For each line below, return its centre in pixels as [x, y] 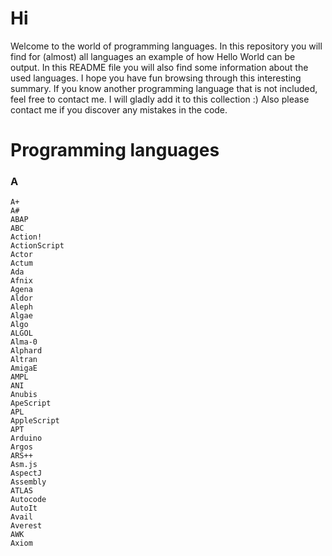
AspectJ [26, 473]
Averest [26, 526]
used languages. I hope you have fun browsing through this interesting [156, 78]
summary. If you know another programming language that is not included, [164, 88]
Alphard [26, 351]
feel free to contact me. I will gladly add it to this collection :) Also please [160, 99]
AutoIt [24, 508]
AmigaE [24, 368]
